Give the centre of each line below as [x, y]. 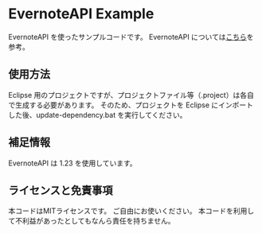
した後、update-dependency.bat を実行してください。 [98, 115]
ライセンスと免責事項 [61, 190]
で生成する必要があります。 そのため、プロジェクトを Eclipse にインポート [131, 105]
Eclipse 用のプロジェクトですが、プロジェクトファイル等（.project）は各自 [131, 95]
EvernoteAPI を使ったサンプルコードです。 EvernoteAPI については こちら [127, 37]
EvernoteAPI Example [81, 14]
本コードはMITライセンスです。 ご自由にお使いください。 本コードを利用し [131, 211]
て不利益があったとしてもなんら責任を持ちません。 [92, 221]
